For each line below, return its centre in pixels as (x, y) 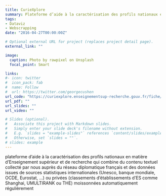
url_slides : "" (21, 106)
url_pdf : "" (17, 101)
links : (12, 73)
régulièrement (19, 188)
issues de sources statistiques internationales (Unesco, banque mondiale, (80, 172)
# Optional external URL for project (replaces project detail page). (79, 42)
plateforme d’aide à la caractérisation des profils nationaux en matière (76, 156)
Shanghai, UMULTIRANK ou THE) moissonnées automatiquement (72, 183)
